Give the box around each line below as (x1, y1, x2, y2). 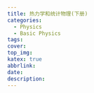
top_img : (7, 50, 33, 57)
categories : (7, 17, 42, 24)
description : (7, 75, 46, 83)
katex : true (7, 56, 42, 63)
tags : (7, 36, 23, 43)
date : (7, 69, 23, 76)
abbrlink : (7, 62, 36, 69)
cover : (7, 43, 27, 50)
